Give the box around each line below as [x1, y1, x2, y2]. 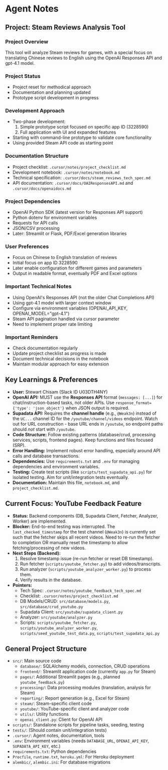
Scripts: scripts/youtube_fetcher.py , [20, 619, 97, 625]
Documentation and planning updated [12, 89, 91, 95]
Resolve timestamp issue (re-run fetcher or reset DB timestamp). [20, 555, 154, 561]
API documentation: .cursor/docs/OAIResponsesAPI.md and [12, 180, 133, 186]
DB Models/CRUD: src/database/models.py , [20, 598, 110, 604]
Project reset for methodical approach [12, 84, 91, 90]
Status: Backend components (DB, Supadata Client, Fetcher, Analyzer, [12, 512, 158, 519]
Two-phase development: [12, 118, 66, 124]
